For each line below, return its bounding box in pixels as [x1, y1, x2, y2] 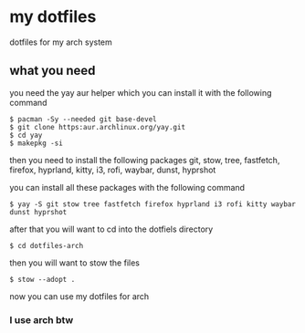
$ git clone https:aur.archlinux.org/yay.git [9, 122, 185, 131]
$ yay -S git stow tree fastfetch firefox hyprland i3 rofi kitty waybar [9, 199, 297, 209]
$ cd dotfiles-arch [9, 241, 84, 250]
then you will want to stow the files [9, 257, 140, 268]
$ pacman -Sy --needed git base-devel [9, 114, 157, 124]
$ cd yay [9, 130, 43, 140]
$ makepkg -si [9, 139, 64, 148]
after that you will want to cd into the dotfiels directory [9, 224, 214, 234]
